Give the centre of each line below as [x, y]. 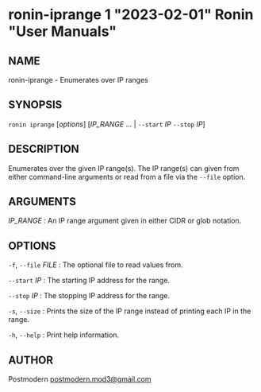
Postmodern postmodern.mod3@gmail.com [80, 379]
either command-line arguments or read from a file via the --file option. [127, 177]
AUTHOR [31, 360]
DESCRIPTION [44, 149]
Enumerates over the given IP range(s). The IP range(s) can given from [124, 168]
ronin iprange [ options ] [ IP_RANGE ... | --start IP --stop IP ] [107, 124]
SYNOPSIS [35, 105]
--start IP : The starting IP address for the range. [89, 281]
